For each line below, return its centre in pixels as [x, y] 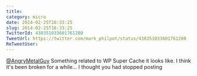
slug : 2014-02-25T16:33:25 [39, 28]
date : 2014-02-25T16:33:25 [39, 22]
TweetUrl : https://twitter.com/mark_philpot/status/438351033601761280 [96, 39]
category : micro [26, 17]
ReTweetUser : [22, 44]
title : [14, 11]
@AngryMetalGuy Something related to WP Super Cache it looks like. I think [98, 61]
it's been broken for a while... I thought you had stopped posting [84, 67]
